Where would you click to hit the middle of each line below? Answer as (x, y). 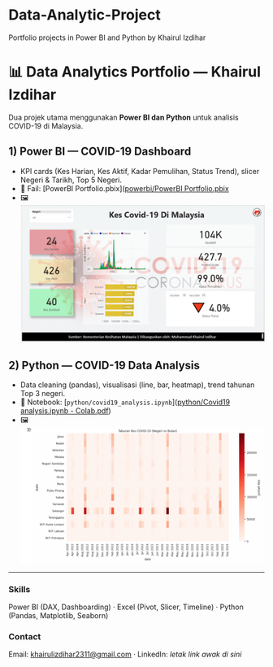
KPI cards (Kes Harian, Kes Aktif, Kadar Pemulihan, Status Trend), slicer (140, 171)
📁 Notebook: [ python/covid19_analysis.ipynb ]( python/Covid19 (125, 402)
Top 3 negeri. (43, 394)
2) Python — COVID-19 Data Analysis (104, 365)
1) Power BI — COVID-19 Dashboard (100, 152)
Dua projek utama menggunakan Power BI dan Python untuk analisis (123, 117)
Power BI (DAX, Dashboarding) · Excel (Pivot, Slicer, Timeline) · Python (126, 607)
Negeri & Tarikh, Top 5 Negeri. (71, 180)
